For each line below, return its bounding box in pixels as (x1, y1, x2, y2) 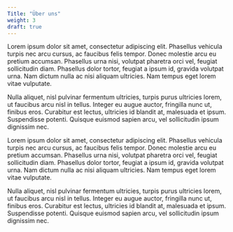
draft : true (7, 23, 42, 30)
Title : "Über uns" (7, 10, 61, 17)
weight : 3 (7, 17, 36, 24)
